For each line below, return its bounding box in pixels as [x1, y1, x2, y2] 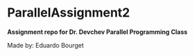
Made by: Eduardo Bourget [7, 41, 85, 49]
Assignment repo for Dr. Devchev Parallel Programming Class [7, 28, 188, 36]
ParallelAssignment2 [7, 5, 130, 21]
